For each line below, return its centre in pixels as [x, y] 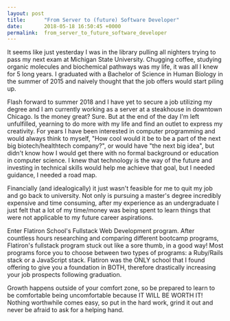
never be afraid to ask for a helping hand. [66, 310]
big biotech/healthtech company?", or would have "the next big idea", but [111, 146]
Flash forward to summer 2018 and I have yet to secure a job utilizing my [110, 102]
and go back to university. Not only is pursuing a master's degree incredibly [114, 196]
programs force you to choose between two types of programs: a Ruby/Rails [115, 253]
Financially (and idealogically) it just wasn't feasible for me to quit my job [110, 188]
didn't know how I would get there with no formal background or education [113, 153]
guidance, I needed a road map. [52, 175]
